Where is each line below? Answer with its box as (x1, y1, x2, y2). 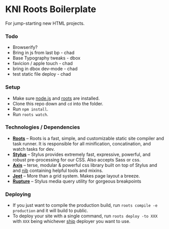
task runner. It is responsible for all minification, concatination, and (12, 140, 151, 147)
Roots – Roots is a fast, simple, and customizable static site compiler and (12, 135, 164, 141)
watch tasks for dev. (12, 146, 55, 152)
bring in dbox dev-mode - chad (12, 66, 78, 72)
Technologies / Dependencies (5, 124, 80, 131)
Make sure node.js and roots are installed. (12, 95, 100, 101)
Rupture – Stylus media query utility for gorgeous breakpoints (12, 178, 141, 184)
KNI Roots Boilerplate (5, 4, 97, 15)
